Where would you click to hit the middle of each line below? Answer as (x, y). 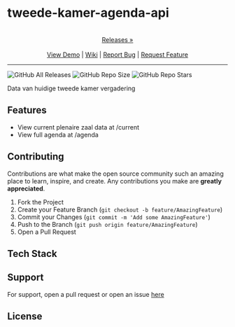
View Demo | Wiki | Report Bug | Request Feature (117, 55)
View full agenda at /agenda (58, 134)
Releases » (117, 39)
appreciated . (26, 188)
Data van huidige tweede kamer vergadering (71, 88)
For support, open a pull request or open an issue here (86, 294)
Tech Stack (32, 253)
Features (27, 110)
